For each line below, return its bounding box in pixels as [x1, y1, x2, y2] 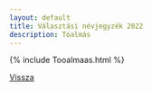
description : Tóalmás [9, 30, 91, 39]
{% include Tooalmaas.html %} [9, 55, 125, 66]
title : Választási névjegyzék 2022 [9, 22, 144, 31]
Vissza [9, 72, 34, 83]
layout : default [9, 13, 71, 23]
